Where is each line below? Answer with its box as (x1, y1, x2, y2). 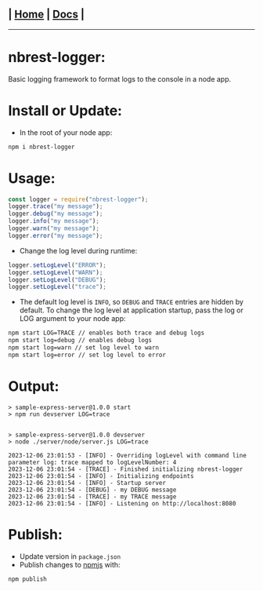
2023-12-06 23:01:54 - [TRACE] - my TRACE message (8, 492, 177, 501)
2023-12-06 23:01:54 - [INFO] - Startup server (8, 479, 167, 487)
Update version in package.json (19, 551, 121, 561)
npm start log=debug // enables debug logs (8, 337, 153, 345)
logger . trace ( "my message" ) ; (8, 202, 103, 210)
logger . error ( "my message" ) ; (8, 232, 103, 239)
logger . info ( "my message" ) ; (8, 217, 100, 225)
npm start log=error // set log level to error (8, 351, 167, 359)
